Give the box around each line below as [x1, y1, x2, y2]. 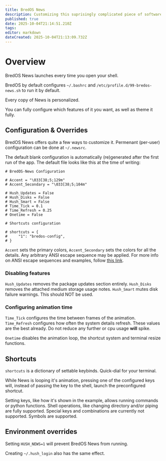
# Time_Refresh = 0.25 [5, 208, 52, 213]
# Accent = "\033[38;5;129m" [5, 178, 65, 183]
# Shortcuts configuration [5, 221, 61, 226]
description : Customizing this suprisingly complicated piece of [5, 12, 142, 17]
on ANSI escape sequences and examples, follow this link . [5, 257, 124, 263]
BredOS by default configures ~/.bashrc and [5, 82, 96, 88]
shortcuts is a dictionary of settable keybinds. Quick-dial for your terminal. [5, 368, 157, 374]
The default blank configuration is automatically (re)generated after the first [5, 154, 159, 160]
